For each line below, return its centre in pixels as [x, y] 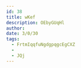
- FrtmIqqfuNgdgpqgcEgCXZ [43, 45]
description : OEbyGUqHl [35, 22]
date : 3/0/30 [22, 34]
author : [16, 28]
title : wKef [21, 17]
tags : [13, 39]
